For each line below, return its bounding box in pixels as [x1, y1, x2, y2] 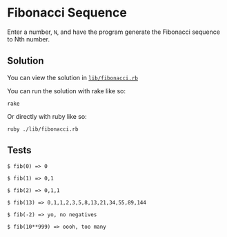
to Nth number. [7, 35, 50, 43]
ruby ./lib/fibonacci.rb [7, 126, 79, 133]
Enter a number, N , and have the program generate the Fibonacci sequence [7, 28, 221, 36]
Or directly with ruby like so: [7, 112, 88, 120]
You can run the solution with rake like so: [7, 86, 126, 95]
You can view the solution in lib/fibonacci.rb [7, 73, 138, 82]
